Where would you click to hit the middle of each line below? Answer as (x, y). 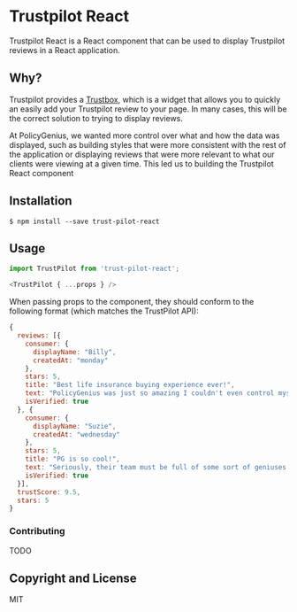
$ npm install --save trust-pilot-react (85, 221)
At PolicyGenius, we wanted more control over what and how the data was (145, 136)
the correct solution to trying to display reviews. (96, 118)
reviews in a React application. (65, 50)
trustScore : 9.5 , (49, 492)
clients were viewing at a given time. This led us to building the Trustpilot (141, 163)
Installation (41, 201)
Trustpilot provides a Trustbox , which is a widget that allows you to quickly (145, 99)
